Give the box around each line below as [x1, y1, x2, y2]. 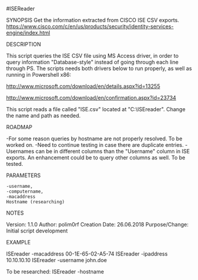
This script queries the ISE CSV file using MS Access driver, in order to [6, 52, 179, 59]
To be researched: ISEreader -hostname [6, 268, 104, 275]
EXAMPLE [6, 239, 31, 246]
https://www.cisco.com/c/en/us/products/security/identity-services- [6, 23, 174, 30]
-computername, [6, 188, 44, 194]
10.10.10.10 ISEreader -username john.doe [6, 257, 107, 263]
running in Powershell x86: [6, 71, 72, 78]
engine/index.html [6, 29, 50, 36]
